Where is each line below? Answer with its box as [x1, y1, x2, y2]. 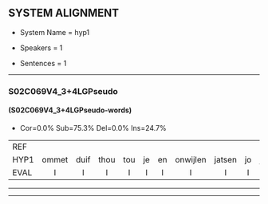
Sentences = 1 [19, 58, 67, 68]
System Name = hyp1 [19, 27, 90, 37]
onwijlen [175, 154, 207, 165]
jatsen [214, 154, 238, 165]
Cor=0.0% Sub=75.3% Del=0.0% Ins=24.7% [19, 123, 167, 132]
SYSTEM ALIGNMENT [8, 6, 120, 20]
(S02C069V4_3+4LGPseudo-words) [8, 105, 132, 115]
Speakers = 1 [19, 43, 63, 53]
